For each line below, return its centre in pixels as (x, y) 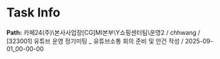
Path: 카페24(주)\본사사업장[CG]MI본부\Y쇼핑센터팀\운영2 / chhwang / (103, 32)
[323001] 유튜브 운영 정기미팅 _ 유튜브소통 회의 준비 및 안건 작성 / (95, 41)
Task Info (33, 13)
